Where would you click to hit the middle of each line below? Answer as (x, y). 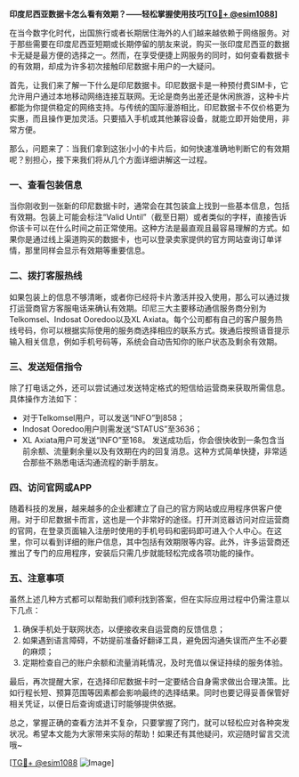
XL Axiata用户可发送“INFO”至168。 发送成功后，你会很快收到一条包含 (149, 440)
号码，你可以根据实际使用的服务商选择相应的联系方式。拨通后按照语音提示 (153, 330)
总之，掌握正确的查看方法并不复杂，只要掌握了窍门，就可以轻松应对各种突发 (149, 723)
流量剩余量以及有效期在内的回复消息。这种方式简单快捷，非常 (166, 451)
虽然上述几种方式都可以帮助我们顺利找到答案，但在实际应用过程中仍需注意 (145, 599)
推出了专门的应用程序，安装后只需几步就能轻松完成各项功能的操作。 (134, 553)
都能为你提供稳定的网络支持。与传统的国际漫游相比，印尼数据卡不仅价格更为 (149, 107)
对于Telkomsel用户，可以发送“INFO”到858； (103, 417)
